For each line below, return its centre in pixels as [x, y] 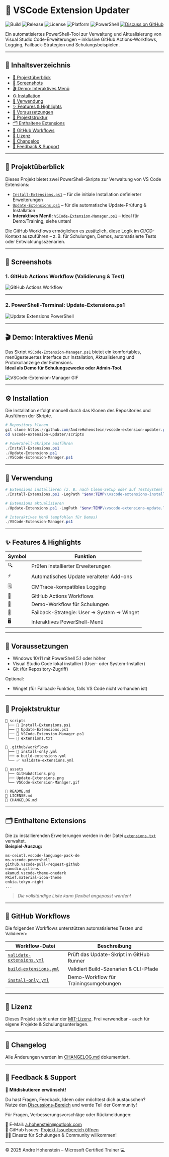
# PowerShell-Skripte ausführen [39, 443]
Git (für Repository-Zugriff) [40, 669]
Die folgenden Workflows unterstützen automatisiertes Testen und [74, 928]
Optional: [15, 679]
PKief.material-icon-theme [33, 877]
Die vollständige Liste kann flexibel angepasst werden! [74, 895]
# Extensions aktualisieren [35, 503]
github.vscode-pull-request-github [43, 864]
